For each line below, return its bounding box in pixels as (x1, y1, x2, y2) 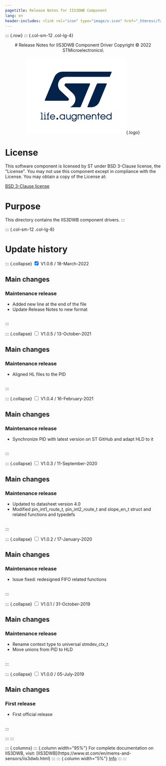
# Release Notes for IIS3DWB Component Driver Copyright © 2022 (14, 42, 152, 48)
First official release (12, 712, 53, 718)
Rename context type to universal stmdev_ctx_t (12, 641, 109, 647)
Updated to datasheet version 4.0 (12, 501, 81, 507)
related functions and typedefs (12, 511, 76, 517)
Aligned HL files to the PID (12, 371, 66, 377)
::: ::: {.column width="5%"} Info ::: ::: (51, 755, 127, 761)
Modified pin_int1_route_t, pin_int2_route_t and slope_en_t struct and (12, 507, 152, 512)
